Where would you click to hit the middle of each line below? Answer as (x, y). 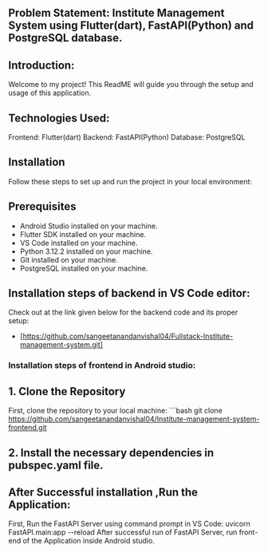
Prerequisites (42, 207)
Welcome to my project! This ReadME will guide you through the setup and (131, 85)
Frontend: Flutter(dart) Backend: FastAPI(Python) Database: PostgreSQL (127, 137)
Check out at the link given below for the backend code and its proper (123, 312)
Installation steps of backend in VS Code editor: (129, 293)
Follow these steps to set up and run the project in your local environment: (130, 181)
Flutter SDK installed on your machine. (83, 234)
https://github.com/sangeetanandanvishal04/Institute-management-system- (134, 419)
